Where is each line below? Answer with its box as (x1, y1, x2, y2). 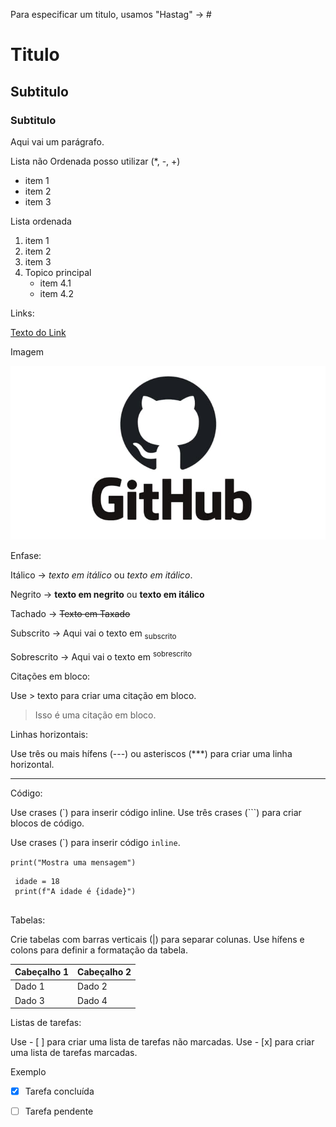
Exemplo (10, 1066, 47, 1078)
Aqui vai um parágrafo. (10, 135, 105, 148)
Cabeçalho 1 (14, 966, 70, 978)
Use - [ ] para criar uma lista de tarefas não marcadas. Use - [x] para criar (10, 1036, 315, 1048)
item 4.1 (39, 277, 72, 289)
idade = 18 (14, 876, 60, 886)
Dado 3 (14, 994, 45, 1006)
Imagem (10, 345, 44, 358)
